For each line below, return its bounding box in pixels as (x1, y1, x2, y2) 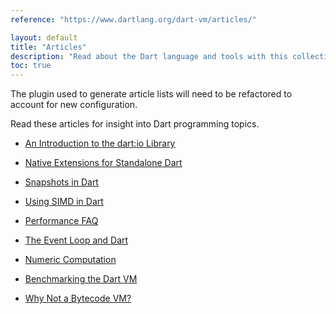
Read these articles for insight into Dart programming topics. (10, 118, 260, 130)
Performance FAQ (24, 215, 99, 227)
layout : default (10, 32, 78, 43)
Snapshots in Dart (24, 176, 99, 188)
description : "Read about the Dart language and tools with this (10, 51, 288, 61)
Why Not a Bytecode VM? (24, 292, 132, 305)
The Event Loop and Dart (24, 234, 129, 246)
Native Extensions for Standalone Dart (24, 157, 183, 169)
